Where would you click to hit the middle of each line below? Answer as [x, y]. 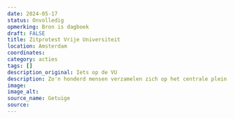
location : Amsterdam [37, 46]
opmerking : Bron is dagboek [48, 27]
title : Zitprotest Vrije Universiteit [64, 40]
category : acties [33, 59]
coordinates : [26, 53]
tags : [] [20, 66]
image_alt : [23, 92]
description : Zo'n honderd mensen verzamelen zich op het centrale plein [117, 79]
